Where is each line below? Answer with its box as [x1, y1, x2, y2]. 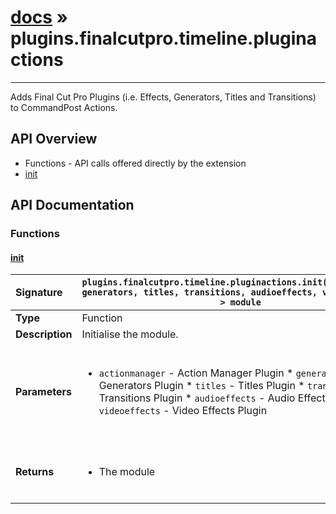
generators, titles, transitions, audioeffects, [81, 287, 318, 298]
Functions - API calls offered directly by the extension [24, 157, 247, 169]
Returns [15, 465, 55, 479]
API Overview [10, 131, 98, 148]
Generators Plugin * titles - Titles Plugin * [98, 379, 305, 393]
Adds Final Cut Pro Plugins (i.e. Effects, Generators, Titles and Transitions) [10, 91, 317, 103]
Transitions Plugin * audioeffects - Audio [98, 391, 296, 405]
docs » [10, 6, 69, 29]
